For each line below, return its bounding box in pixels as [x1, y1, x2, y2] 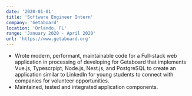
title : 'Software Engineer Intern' [6, 14, 94, 20]
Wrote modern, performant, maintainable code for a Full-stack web [14, 52, 177, 59]
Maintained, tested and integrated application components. [14, 84, 158, 90]
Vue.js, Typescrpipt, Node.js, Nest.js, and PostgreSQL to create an [14, 65, 177, 71]
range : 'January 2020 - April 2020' [6, 31, 96, 37]
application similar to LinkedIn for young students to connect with [14, 71, 174, 78]
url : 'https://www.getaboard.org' [6, 36, 91, 42]
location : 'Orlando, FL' [6, 25, 67, 31]
